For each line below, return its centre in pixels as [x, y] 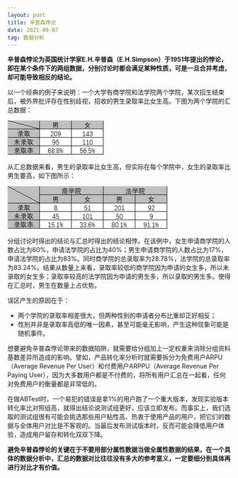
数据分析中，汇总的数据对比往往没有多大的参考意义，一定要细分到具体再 [125, 459]
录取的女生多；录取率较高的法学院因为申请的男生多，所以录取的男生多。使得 [119, 276]
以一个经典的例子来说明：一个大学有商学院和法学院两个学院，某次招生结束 [116, 92]
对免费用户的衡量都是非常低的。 [54, 384]
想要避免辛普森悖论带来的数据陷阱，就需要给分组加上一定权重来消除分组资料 [119, 349]
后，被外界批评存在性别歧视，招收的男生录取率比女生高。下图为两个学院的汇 [119, 101]
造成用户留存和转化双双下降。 [63, 435]
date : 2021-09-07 [33, 30]
